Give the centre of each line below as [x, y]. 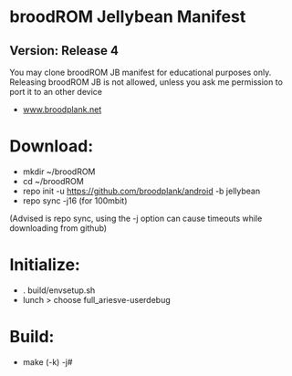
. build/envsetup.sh [59, 290]
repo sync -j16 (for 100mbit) [75, 200]
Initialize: [45, 265]
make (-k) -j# [47, 361]
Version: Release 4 [64, 51]
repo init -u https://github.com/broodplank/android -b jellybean [141, 191]
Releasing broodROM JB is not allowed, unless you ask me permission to [146, 82]
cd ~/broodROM [53, 181]
